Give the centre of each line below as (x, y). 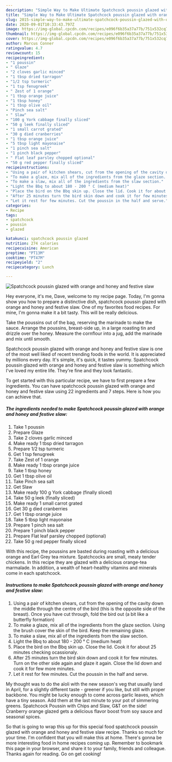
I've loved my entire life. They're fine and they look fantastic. (69, 370)
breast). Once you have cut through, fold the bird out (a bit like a (81, 614)
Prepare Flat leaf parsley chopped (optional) (60, 536)
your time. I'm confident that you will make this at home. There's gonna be (84, 737)
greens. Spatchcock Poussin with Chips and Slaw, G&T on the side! (76, 706)
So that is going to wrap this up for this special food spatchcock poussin (82, 727)
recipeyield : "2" (24, 263)
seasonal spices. (23, 716)
